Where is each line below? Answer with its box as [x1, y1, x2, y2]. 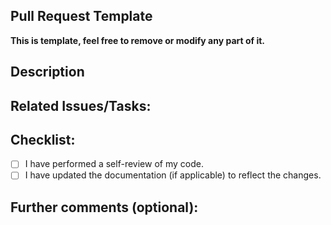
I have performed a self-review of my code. [24, 158, 204, 170]
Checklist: [10, 131, 76, 148]
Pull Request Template [10, 8, 153, 25]
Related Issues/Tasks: [10, 97, 152, 114]
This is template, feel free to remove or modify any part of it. [10, 34, 266, 46]
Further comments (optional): [10, 199, 199, 216]
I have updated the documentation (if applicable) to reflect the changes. [24, 169, 322, 181]
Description [10, 64, 85, 81]
